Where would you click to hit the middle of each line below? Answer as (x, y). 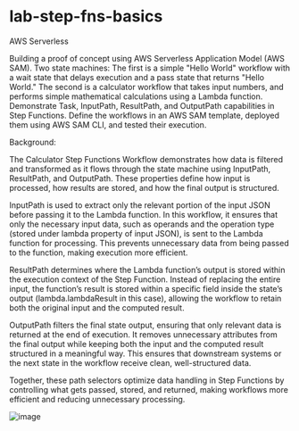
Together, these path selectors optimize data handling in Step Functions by (147, 380)
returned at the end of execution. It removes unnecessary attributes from (144, 334)
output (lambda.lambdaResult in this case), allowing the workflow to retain (145, 298)
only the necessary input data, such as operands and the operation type (142, 224)
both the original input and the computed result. (97, 307)
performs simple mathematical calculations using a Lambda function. (136, 96)
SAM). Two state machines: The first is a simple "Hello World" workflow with (150, 68)
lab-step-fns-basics (86, 17)
